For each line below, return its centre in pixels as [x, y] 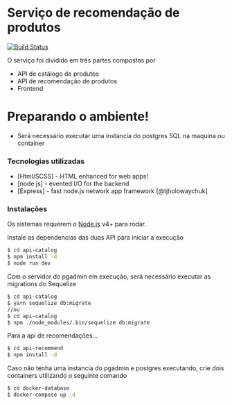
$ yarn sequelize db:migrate [49, 303]
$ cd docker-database [38, 388]
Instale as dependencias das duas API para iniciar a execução [95, 238]
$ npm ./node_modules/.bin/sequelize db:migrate [79, 322]
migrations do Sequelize [42, 284]
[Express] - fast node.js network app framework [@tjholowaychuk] [112, 191]
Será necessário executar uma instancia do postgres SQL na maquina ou [121, 135]
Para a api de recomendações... [53, 336]
